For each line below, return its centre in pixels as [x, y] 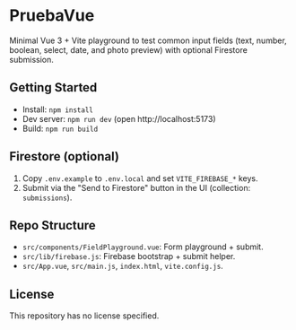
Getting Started [53, 87]
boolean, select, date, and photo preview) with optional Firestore [129, 49]
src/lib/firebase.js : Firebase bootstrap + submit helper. [129, 256]
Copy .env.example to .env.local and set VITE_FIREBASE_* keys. [140, 178]
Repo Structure [52, 225]
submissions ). [47, 197]
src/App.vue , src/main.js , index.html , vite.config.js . [123, 266]
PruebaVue [52, 16]
